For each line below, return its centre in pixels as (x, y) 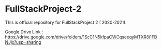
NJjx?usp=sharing (23, 42)
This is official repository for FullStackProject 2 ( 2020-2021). (66, 22)
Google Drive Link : (24, 32)
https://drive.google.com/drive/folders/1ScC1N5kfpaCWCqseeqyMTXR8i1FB (81, 37)
